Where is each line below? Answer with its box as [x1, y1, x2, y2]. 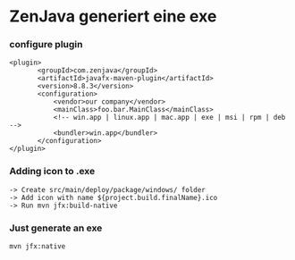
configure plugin [9, 38, 83, 51]
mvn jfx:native [9, 242, 66, 251]
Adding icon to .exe [9, 165, 96, 178]
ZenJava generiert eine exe [9, 6, 217, 27]
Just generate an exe [9, 222, 103, 234]
